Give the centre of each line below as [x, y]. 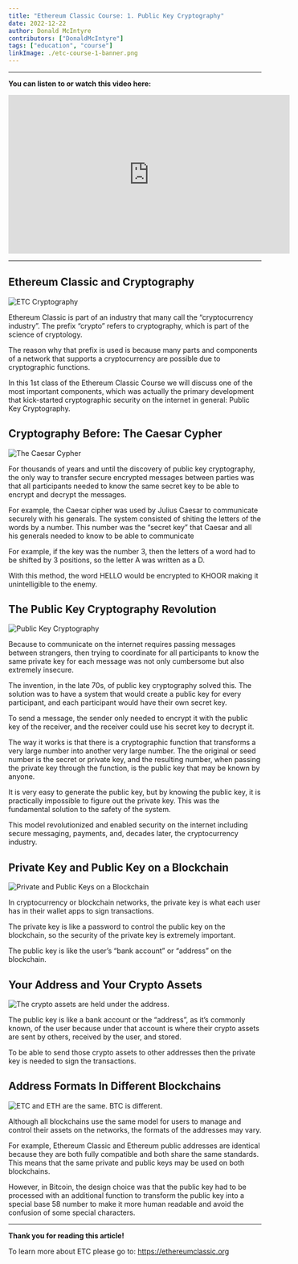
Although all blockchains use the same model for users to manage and [125, 1121]
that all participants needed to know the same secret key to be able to [124, 486]
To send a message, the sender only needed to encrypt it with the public [129, 719]
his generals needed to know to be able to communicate [101, 536]
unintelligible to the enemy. [53, 584]
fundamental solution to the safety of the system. [90, 810]
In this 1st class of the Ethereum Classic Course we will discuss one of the [131, 383]
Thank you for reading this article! [66, 1235]
